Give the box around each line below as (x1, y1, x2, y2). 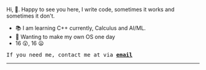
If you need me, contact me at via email (6, 52, 133, 58)
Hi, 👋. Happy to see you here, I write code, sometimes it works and (6, 6, 175, 13)
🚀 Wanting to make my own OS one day (15, 33, 115, 40)
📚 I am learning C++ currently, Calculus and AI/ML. (15, 24, 146, 32)
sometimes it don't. (6, 12, 55, 19)
